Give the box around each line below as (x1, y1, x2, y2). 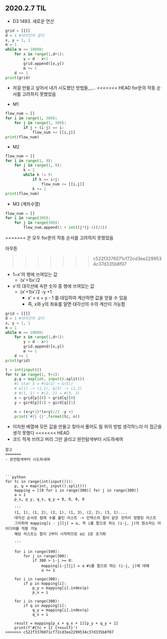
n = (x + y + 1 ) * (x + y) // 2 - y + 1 (14, 409, 73, 414)
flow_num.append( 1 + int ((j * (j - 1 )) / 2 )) (23, 225, 107, 230)
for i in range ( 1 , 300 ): (5, 116, 58, 121)
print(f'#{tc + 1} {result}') (14, 625, 78, 630)
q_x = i (32, 612, 49, 617)
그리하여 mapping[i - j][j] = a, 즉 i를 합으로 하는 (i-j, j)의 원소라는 (14, 521, 155, 526)
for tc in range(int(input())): (5, 479, 73, 484)
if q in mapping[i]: (23, 603, 67, 608)
